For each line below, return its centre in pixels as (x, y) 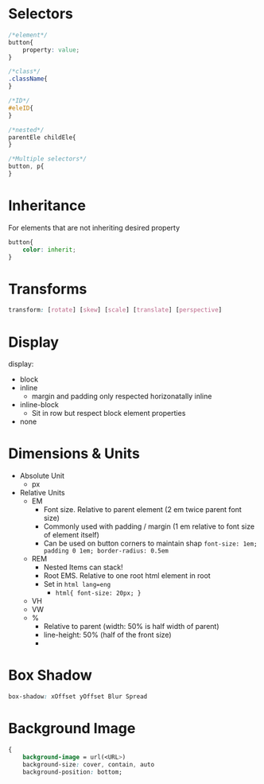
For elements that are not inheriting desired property (94, 227)
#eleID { (21, 108)
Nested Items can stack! (83, 567)
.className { (28, 79)
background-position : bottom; (73, 772)
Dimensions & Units (74, 454)
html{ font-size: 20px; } (98, 593)
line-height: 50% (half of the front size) (108, 635)
